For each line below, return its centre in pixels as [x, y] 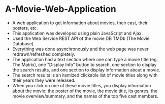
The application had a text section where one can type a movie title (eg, [85, 59]
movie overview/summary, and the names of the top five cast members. [85, 96]
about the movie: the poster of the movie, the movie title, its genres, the [85, 91]
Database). [23, 43]
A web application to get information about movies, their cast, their [80, 23]
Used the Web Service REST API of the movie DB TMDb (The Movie [81, 38]
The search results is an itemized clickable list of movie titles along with [85, 75]
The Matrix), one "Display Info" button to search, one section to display [84, 65]
